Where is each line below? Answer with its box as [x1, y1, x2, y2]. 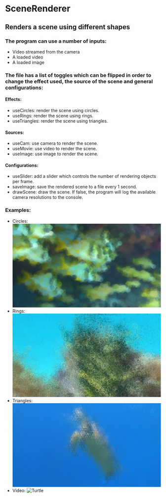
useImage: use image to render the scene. [12, 151, 99, 157]
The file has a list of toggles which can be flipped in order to [5, 71, 152, 78]
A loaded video [12, 54, 43, 60]
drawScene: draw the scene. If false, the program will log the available [12, 189, 156, 195]
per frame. [12, 179, 34, 185]
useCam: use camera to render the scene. [12, 140, 98, 146]
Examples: [5, 207, 31, 214]
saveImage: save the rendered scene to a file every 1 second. [12, 184, 137, 190]
